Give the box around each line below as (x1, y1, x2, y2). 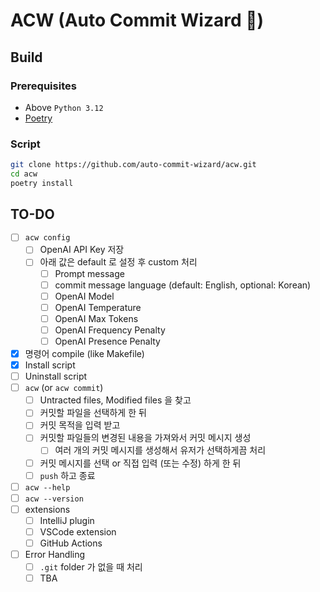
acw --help (24, 482, 71, 493)
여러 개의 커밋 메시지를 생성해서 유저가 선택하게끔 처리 (54, 444, 267, 456)
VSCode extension (39, 525, 117, 538)
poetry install (10, 178, 74, 188)
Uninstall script (24, 370, 88, 383)
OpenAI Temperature (54, 301, 142, 313)
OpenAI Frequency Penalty (54, 324, 166, 336)
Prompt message (54, 267, 125, 279)
